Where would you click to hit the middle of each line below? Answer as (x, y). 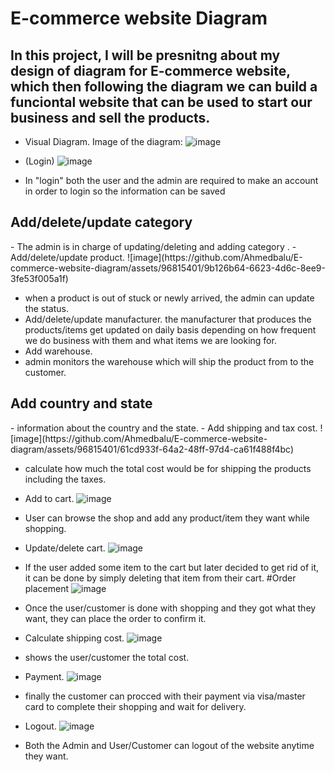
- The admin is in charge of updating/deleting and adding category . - (153, 246)
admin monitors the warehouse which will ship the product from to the (169, 361)
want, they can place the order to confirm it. (115, 618)
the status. (46, 308)
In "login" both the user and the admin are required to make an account (171, 180)
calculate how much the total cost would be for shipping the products (168, 468)
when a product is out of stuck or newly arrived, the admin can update (169, 298)
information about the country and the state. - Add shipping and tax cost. (167, 428)
